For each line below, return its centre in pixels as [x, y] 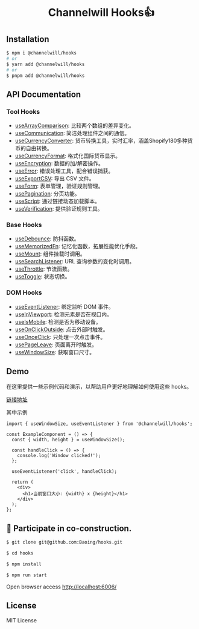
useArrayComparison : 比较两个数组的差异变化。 [74, 126]
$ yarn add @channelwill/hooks [46, 64]
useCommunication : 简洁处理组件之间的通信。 [72, 133]
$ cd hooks [20, 553]
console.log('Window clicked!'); [59, 456]
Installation [28, 39]
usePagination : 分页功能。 [47, 194]
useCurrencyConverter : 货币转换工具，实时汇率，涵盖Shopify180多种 [101, 141]
